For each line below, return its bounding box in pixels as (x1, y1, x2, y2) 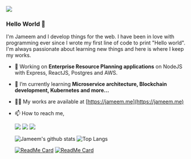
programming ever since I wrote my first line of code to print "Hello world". (6, 39, 186, 46)
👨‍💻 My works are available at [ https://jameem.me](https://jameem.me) (14, 98, 184, 105)
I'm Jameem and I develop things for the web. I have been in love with (6, 33, 175, 40)
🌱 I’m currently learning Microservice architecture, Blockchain (14, 81, 168, 88)
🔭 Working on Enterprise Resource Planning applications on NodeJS (14, 63, 183, 70)
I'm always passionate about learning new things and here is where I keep (6, 46, 184, 53)
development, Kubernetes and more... (14, 87, 109, 94)
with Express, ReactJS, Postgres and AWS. (14, 70, 118, 77)
